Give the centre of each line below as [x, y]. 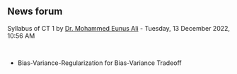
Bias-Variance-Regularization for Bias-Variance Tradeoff [99, 63]
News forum [35, 12]
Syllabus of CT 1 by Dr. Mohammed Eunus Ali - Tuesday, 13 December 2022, [119, 28]
